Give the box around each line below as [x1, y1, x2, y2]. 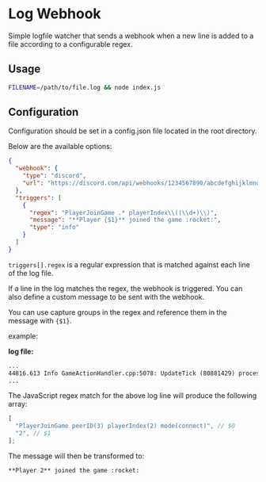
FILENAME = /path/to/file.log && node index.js [8, 83, 161, 91]
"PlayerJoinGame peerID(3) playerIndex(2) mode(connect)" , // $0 [15, 422, 236, 430]
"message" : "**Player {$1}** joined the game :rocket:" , [28, 216, 222, 224]
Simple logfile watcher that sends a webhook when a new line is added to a [8, 31, 254, 40]
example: [8, 331, 38, 341]
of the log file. [8, 268, 54, 277]
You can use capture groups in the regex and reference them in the [8, 307, 227, 317]
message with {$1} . [8, 316, 73, 325]
